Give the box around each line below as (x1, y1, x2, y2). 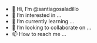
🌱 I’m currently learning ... (11, 18, 75, 24)
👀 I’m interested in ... (11, 12, 62, 19)
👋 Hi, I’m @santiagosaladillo (11, 6, 79, 12)
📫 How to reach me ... (11, 31, 66, 37)
